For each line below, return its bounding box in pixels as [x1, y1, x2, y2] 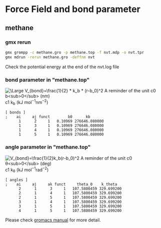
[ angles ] [5, 177, 28, 183]
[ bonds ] [5, 110, 26, 115]
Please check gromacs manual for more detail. [5, 217, 101, 223]
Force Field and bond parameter [5, 4, 141, 15]
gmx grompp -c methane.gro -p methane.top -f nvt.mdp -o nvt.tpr [5, 50, 144, 55]
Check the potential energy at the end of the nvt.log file [5, 64, 119, 70]
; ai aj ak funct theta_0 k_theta [5, 182, 117, 187]
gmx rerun [5, 39, 31, 46]
